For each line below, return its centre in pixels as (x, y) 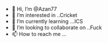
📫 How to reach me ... (39, 34)
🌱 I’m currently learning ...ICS (47, 21)
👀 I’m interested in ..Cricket (45, 15)
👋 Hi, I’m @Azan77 (34, 9)
